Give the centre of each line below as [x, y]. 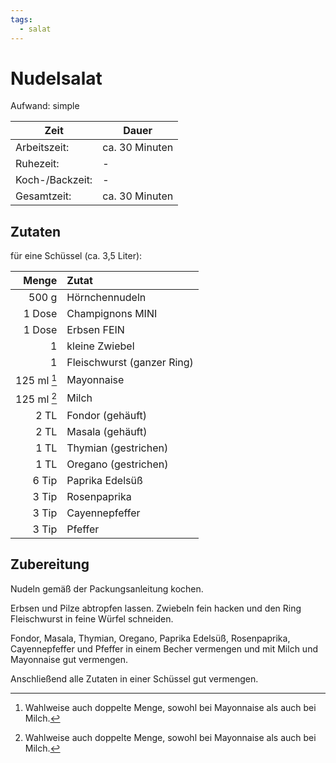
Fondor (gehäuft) [106, 415]
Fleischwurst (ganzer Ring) [130, 363]
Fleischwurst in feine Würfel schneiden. [92, 618]
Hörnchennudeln [106, 298]
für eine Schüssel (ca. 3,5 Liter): [76, 256]
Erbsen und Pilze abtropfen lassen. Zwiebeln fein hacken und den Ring [156, 608]
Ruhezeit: [37, 164]
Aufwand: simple [45, 106]
